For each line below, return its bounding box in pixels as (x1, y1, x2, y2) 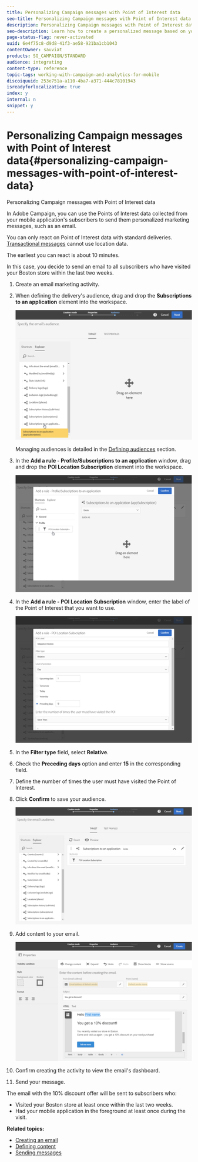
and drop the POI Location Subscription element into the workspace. (15, 463, 184, 470)
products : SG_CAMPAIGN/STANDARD (6, 53, 86, 59)
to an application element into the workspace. (15, 298, 128, 305)
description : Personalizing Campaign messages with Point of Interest (6, 22, 183, 28)
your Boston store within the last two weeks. (6, 269, 114, 276)
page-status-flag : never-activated (6, 34, 94, 41)
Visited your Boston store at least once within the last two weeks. (15, 1101, 173, 1108)
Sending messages (15, 1149, 62, 1156)
